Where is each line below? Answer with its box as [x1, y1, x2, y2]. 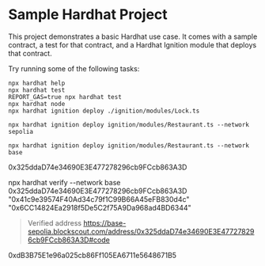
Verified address [27, 218, 81, 227]
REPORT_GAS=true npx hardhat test [8, 93, 123, 101]
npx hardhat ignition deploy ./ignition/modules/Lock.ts [8, 107, 200, 115]
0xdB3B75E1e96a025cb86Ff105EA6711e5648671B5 [8, 250, 176, 260]
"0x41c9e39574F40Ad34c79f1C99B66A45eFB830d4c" [8, 194, 190, 203]
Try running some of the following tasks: [8, 63, 140, 73]
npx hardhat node [8, 100, 66, 108]
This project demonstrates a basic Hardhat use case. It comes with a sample [8, 32, 258, 41]
